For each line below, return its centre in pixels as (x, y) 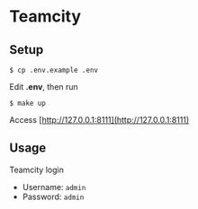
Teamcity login (37, 170)
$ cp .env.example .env (54, 70)
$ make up (28, 103)
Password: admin (53, 196)
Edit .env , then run (44, 87)
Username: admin (54, 187)
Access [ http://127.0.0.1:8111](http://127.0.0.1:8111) (99, 120)
